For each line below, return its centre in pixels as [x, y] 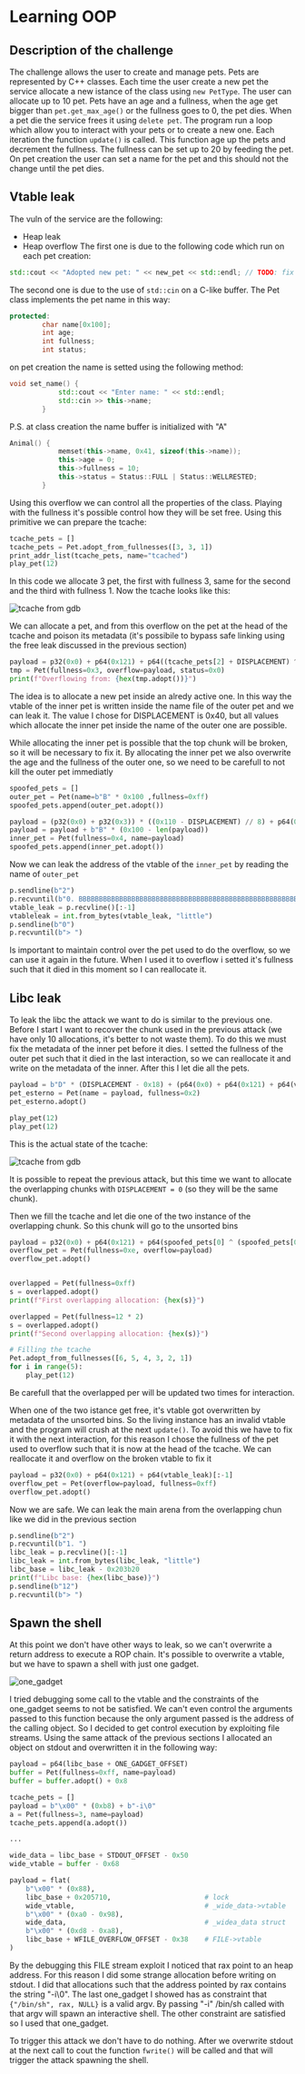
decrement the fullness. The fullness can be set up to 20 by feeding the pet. [152, 149]
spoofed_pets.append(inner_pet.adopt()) [87, 847]
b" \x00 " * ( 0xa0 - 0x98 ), [75, 1914]
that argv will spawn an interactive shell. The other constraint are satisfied [148, 2013]
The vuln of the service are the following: [86, 219]
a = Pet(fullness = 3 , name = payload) [77, 1814]
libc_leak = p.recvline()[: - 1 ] [69, 1553]
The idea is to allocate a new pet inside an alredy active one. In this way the [151, 696]
